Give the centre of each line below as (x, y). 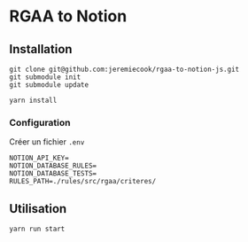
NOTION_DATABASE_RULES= (53, 166)
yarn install (33, 100)
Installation (41, 49)
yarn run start (37, 229)
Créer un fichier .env (47, 142)
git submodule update (49, 85)
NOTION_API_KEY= (39, 158)
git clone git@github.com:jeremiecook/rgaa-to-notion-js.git (124, 69)
